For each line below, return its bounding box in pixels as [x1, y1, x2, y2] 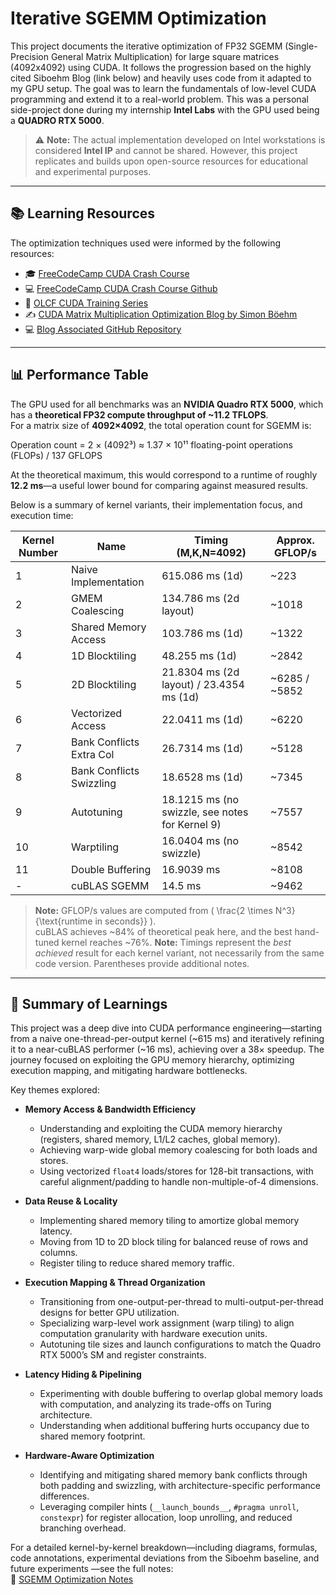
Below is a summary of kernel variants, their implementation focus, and [10, 498, 303, 511]
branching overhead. [39, 1522, 127, 1534]
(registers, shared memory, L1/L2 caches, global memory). [39, 1133, 281, 1146]
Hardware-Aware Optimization [24, 1450, 155, 1462]
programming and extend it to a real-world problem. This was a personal [10, 93, 309, 105]
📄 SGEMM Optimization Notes [10, 1573, 134, 1586]
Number [18, 545, 58, 559]
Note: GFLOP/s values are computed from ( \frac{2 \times [34, 904, 273, 916]
